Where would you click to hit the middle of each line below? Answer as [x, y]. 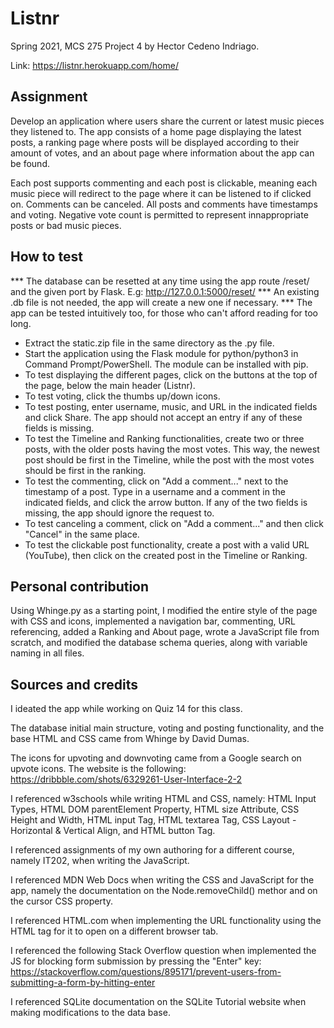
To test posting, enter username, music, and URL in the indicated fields [171, 406]
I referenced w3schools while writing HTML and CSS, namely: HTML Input [163, 799]
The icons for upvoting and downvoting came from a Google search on [156, 758]
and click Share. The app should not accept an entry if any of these [163, 417]
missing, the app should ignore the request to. [119, 513]
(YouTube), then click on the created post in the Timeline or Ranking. [166, 555]
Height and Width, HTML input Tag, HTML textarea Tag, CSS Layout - [153, 820]
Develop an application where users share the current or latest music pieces [167, 121]
